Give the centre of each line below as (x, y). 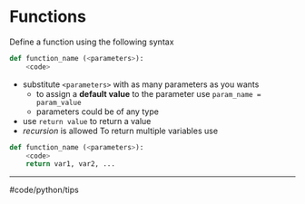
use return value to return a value (87, 121)
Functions (48, 17)
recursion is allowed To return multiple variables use (120, 131)
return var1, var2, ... (71, 164)
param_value (59, 102)
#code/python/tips (44, 190)
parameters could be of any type (97, 112)
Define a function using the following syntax (92, 42)
